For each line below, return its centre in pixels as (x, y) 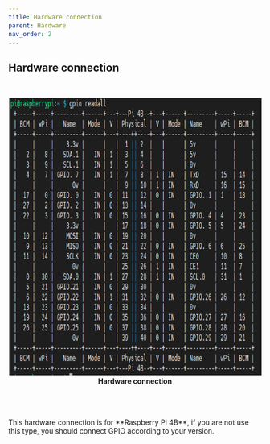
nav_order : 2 (30, 34)
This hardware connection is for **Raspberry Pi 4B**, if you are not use (129, 422)
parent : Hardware (37, 25)
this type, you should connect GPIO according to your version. (111, 431)
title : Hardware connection (55, 17)
